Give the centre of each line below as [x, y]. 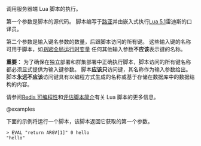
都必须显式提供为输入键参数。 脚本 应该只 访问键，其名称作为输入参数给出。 [99, 69]
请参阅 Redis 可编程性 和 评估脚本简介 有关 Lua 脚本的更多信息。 [83, 97]
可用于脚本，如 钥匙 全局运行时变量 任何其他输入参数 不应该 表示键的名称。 [96, 49]
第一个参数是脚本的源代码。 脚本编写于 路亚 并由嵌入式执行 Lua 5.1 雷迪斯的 [97, 22]
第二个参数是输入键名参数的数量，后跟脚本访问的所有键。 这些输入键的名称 [99, 42]
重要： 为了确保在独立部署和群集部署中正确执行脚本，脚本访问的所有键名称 [99, 62]
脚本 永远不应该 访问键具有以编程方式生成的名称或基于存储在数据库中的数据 [98, 77]
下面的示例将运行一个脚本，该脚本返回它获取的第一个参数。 [80, 121]
